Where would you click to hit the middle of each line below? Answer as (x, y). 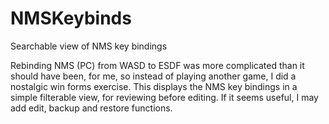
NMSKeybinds (71, 18)
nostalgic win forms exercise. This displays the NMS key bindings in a (154, 86)
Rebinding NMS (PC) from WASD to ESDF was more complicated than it (157, 65)
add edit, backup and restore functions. (91, 108)
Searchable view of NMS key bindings (89, 46)
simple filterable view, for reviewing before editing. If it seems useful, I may (164, 97)
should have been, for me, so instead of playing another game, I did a (153, 76)
